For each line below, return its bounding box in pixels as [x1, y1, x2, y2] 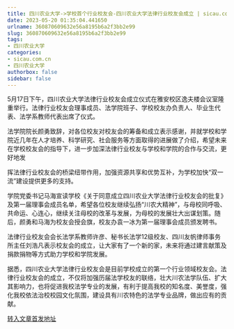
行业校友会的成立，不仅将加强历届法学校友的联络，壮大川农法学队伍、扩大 [13, 273, 227, 282]
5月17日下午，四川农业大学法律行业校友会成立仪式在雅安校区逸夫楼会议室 [7, 95, 218, 103]
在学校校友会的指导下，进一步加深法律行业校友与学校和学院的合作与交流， [7, 144, 221, 153]
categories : [7, 49, 42, 56]
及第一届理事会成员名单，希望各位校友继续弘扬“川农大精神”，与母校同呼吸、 [7, 200, 226, 209]
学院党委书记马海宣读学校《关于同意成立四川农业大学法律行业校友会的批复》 [7, 192, 227, 200]
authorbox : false [7, 68, 58, 75]
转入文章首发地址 [7, 314, 56, 323]
